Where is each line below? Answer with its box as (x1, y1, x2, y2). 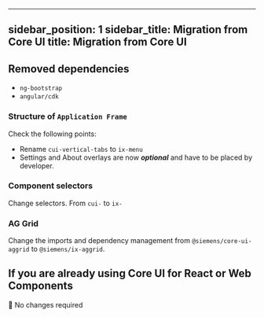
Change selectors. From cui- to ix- (8, 198, 123, 208)
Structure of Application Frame (8, 111, 127, 122)
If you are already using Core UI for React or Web (8, 267, 251, 280)
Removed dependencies (8, 62, 130, 76)
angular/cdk (19, 93, 59, 101)
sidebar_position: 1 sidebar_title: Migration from (8, 23, 248, 36)
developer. (19, 160, 54, 170)
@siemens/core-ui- (192, 238, 252, 245)
